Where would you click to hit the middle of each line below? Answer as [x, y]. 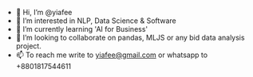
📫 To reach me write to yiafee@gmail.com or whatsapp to [112, 55]
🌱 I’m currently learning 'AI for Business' [82, 29]
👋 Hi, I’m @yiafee [44, 12]
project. [28, 46]
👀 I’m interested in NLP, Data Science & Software [96, 21]
